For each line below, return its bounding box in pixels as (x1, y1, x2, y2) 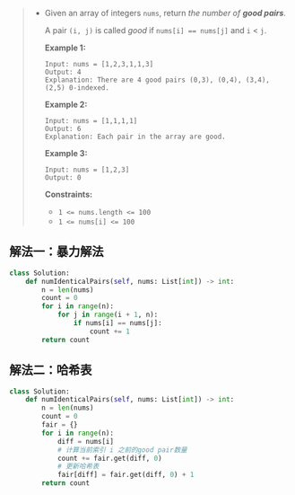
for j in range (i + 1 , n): (56, 310, 159, 320)
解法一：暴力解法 (9, 244, 104, 260)
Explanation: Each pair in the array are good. (44, 132, 226, 141)
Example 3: (44, 148, 88, 158)
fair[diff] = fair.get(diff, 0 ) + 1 (56, 471, 195, 480)
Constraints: (44, 189, 92, 199)
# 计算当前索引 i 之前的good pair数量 (56, 445, 187, 455)
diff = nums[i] (56, 437, 115, 446)
